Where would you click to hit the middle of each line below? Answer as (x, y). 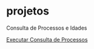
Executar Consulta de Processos (47, 39)
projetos (28, 11)
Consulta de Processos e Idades (47, 28)
